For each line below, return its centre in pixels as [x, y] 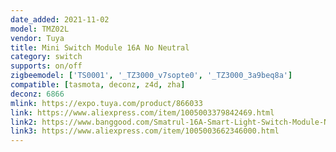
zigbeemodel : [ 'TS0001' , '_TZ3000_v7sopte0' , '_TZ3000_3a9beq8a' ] [151, 76]
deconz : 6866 [37, 94]
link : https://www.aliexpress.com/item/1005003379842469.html [142, 112]
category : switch [46, 57]
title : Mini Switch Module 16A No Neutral [100, 47]
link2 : [24, 122]
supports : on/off [46, 66]
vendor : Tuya [37, 38]
